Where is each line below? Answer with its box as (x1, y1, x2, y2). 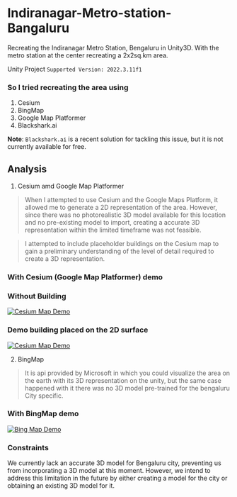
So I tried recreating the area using (7, 82, 129, 92)
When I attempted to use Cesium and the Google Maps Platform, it (24, 196, 218, 204)
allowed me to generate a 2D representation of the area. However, (24, 203, 218, 212)
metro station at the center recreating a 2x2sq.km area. (7, 51, 168, 60)
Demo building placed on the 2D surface (7, 325, 149, 335)
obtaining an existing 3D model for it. (7, 481, 115, 490)
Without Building (7, 291, 67, 301)
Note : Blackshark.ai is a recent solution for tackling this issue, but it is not (7, 135, 224, 143)
